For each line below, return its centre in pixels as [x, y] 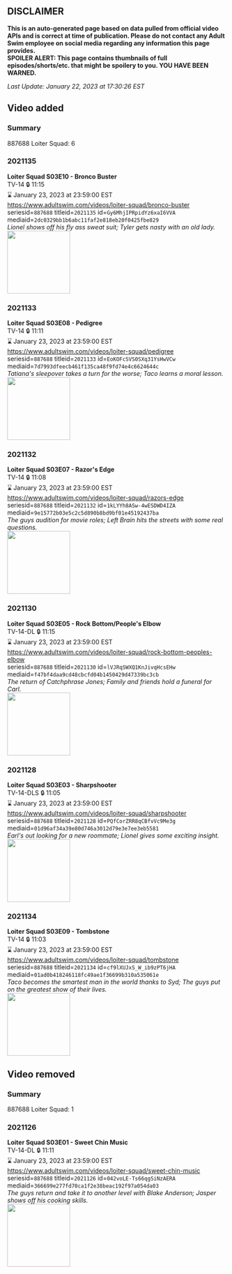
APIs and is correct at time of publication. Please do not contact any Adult [116, 36]
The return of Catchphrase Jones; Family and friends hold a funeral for [110, 681]
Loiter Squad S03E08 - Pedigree [55, 323]
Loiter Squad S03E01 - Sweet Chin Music [68, 1142]
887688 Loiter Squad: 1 [41, 1109]
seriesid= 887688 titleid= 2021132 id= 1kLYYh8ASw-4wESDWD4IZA [92, 506]
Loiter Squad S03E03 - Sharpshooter [62, 784]
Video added [36, 108]
